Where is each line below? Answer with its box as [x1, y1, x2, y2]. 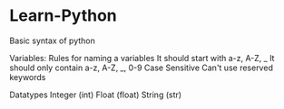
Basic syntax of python [9, 35, 95, 46]
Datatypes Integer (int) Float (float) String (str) [9, 89, 182, 100]
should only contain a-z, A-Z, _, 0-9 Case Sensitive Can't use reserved [9, 62, 274, 73]
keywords [9, 71, 46, 82]
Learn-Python [9, 5, 118, 26]
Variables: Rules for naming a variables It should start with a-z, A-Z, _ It [9, 52, 275, 63]
